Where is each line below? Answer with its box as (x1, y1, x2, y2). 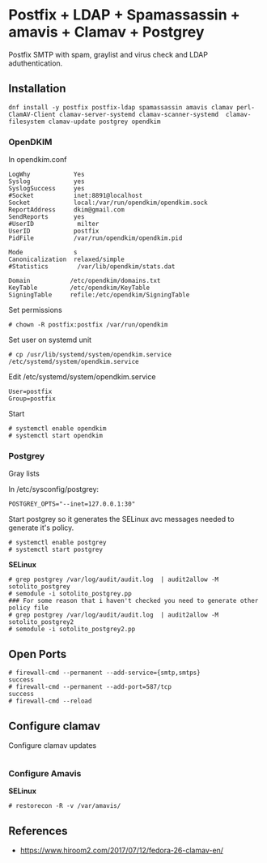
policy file (8, 604, 49, 613)
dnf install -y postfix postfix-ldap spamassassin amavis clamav (8, 103, 233, 111)
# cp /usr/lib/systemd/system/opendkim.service (8, 351, 172, 359)
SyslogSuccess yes (8, 185, 85, 193)
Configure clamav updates (8, 740, 97, 750)
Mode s (8, 249, 78, 257)
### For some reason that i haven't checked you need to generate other (8, 597, 259, 605)
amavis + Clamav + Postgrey (8, 23, 205, 41)
